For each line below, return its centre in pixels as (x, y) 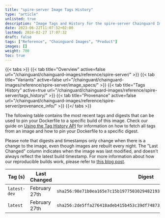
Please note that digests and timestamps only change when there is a (75, 141)
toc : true (15, 55)
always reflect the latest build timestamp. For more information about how (80, 156)
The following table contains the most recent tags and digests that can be (80, 116)
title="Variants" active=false (34, 80)
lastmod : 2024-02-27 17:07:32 (36, 32)
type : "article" (22, 14)
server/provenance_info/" (31, 106)
